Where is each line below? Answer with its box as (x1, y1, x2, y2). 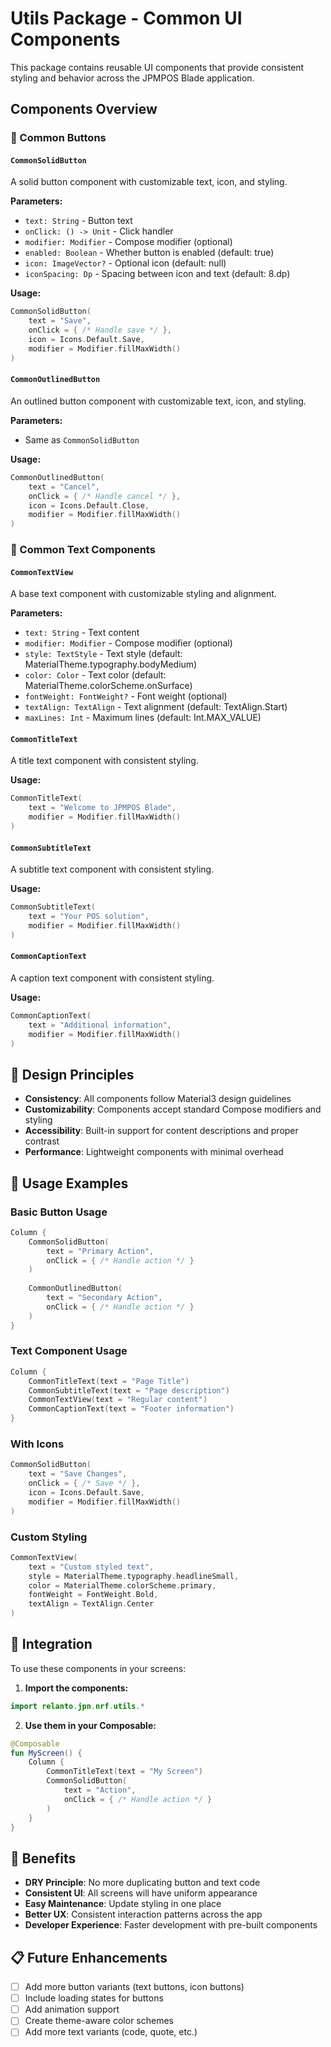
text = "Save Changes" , (28, 1469, 128, 1479)
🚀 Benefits (10, 1850, 77, 1867)
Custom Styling (10, 1530, 88, 1544)
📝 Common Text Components (10, 543, 156, 557)
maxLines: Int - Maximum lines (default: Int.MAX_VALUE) (24, 712, 262, 724)
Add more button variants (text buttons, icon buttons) (24, 1981, 245, 1993)
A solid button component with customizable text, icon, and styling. (10, 176, 288, 188)
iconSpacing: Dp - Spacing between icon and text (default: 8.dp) (24, 268, 291, 280)
